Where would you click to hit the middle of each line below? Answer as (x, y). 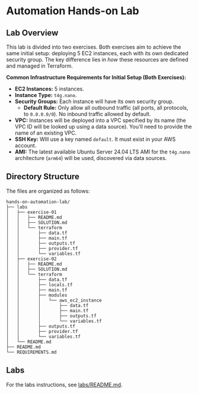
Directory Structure (43, 177)
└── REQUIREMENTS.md (32, 352)
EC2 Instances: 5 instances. (49, 89)
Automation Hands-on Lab (73, 11)
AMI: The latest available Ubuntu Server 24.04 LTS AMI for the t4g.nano (103, 152)
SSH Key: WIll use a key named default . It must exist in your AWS (95, 139)
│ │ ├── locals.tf (39, 285)
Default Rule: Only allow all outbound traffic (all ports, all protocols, (106, 108)
